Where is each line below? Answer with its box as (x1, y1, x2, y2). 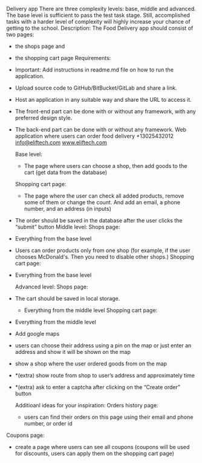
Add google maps (15, 330, 60, 337)
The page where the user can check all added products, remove (24, 192, 184, 199)
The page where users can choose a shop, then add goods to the (24, 162, 187, 169)
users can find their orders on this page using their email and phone (24, 413, 194, 421)
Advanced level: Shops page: (15, 283, 89, 290)
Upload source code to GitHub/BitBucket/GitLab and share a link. (15, 84, 177, 92)
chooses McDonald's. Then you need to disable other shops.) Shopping (15, 253, 195, 260)
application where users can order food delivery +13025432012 (15, 133, 174, 139)
